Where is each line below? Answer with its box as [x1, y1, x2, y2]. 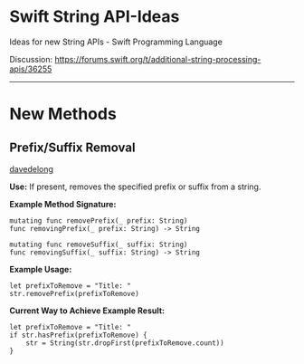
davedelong [9, 163, 54, 174]
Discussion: [9, 53, 53, 64]
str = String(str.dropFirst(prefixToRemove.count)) [25, 338, 224, 348]
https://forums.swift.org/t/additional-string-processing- [53, 53, 261, 64]
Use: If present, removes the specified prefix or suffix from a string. [9, 181, 261, 192]
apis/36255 [9, 63, 52, 74]
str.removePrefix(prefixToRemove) [9, 289, 140, 298]
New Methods [9, 104, 118, 124]
